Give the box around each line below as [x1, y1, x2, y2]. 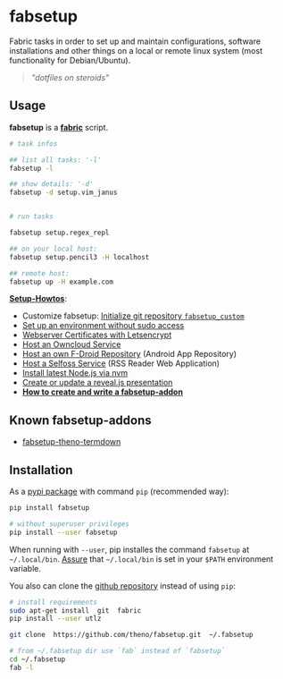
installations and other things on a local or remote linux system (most [9, 45, 263, 55]
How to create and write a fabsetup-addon [21, 386, 183, 397]
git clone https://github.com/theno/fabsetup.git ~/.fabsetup [9, 631, 254, 640]
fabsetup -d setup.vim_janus [9, 188, 118, 198]
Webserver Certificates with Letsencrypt [21, 329, 172, 341]
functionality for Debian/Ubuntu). [9, 55, 131, 65]
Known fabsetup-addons [9, 412, 152, 428]
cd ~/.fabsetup [9, 655, 66, 664]
